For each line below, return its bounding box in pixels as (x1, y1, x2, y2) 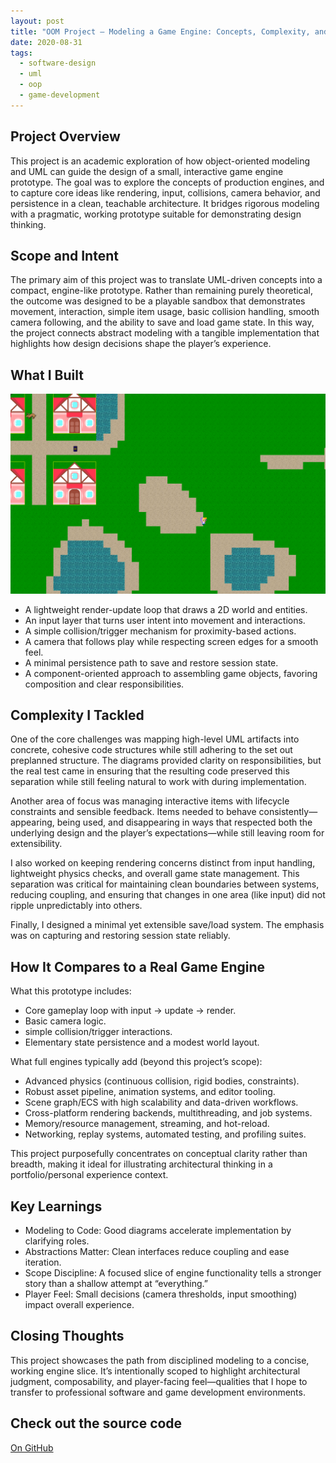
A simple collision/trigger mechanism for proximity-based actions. (24, 625, 297, 637)
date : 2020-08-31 (10, 37, 83, 47)
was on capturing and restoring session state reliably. (10, 930, 231, 942)
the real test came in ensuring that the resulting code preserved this (10, 765, 290, 777)
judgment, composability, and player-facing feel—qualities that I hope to (10, 1375, 308, 1387)
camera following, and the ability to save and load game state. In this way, (10, 316, 315, 329)
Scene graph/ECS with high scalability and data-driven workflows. (24, 1096, 299, 1109)
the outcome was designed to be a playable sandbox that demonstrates (10, 295, 306, 307)
